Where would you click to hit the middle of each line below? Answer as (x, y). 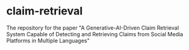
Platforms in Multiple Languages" (48, 40)
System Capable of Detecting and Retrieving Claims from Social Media (95, 34)
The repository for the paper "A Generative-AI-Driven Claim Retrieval (93, 28)
